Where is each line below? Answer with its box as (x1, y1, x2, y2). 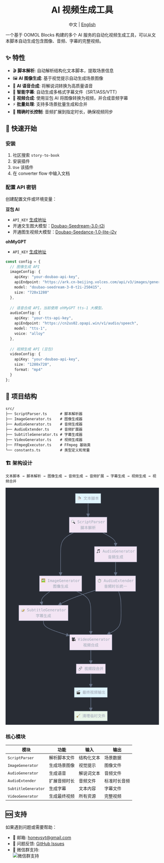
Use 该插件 (12, 164, 34, 170)
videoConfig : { (10, 352, 41, 357)
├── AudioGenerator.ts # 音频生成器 (5, 422, 83, 427)
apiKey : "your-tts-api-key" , (14, 316, 73, 321)
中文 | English (68, 21, 96, 27)
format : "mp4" (14, 367, 43, 372)
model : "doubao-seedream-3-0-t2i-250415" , (14, 285, 102, 290)
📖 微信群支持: (12, 846, 39, 852)
